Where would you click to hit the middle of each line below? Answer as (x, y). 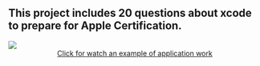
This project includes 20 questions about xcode (130, 13)
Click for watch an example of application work (135, 53)
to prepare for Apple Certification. (95, 26)
